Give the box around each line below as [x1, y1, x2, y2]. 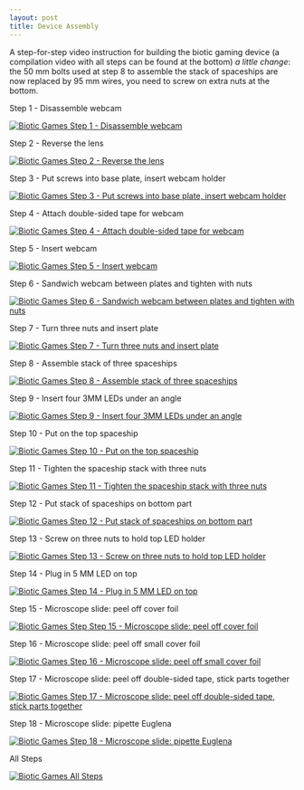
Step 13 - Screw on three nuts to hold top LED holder [9, 533, 206, 544]
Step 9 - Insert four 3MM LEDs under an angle [9, 393, 182, 404]
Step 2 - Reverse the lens [9, 138, 104, 148]
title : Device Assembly [9, 22, 100, 31]
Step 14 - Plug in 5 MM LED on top [9, 567, 138, 579]
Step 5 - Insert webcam [9, 243, 98, 253]
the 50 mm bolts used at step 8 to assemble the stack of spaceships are [9, 65, 279, 77]
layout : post [9, 13, 59, 23]
